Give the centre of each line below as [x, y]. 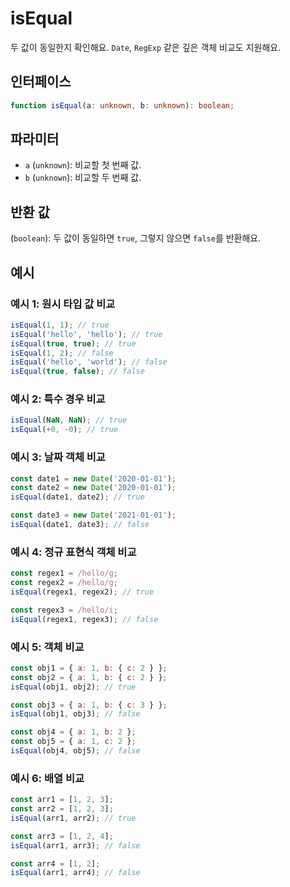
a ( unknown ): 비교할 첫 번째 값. [83, 165]
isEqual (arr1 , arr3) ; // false [75, 845]
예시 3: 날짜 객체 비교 [58, 457]
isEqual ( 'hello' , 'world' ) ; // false [89, 362]
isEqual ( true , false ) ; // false [77, 372]
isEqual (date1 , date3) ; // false [80, 525]
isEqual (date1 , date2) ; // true [77, 497]
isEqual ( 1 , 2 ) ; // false [62, 353]
